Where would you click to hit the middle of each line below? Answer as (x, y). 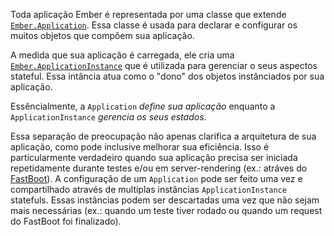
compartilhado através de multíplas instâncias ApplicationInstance (148, 189)
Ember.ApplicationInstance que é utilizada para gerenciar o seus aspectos (164, 65)
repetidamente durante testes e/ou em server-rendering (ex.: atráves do (159, 168)
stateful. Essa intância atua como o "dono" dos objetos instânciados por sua (167, 76)
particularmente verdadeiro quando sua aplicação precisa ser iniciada (154, 157)
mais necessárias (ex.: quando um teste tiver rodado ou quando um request (166, 210)
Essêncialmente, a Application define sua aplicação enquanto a (143, 106)
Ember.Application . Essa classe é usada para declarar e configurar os (154, 25)
